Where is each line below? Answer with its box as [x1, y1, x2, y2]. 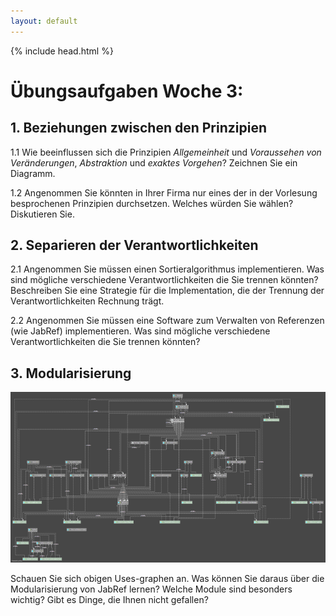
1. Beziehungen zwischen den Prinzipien [10, 120, 268, 137]
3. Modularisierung [10, 365, 132, 382]
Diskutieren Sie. [10, 208, 75, 220]
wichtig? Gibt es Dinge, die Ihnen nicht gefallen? [10, 594, 209, 606]
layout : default [10, 16, 78, 26]
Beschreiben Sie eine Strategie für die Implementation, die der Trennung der [10, 285, 325, 297]
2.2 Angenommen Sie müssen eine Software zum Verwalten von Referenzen [10, 315, 325, 327]
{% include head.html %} [10, 45, 114, 57]
